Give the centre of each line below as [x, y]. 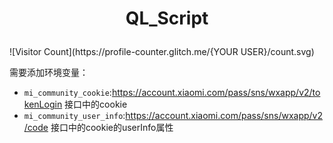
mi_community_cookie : [67, 93]
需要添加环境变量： [49, 73]
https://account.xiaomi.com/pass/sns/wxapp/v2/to [216, 93]
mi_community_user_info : [74, 116]
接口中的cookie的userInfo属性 [112, 128]
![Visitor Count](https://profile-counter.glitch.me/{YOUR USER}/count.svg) [162, 52]
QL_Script [167, 18]
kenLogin [43, 104]
